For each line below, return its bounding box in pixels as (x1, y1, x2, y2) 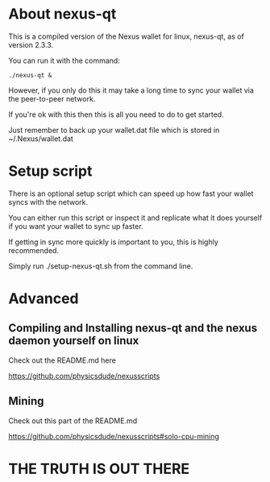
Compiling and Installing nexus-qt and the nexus (8, 322, 258, 335)
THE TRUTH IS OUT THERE (8, 459, 190, 478)
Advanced (8, 289, 79, 308)
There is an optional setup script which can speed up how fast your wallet (8, 189, 254, 198)
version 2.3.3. (8, 39, 54, 49)
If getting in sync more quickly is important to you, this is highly (8, 237, 219, 247)
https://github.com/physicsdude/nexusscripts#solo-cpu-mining (8, 431, 220, 441)
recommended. (8, 245, 59, 255)
